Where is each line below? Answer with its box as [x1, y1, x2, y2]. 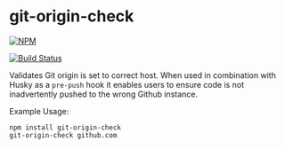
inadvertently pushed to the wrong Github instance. [9, 89, 199, 99]
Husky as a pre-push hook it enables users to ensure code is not [9, 79, 245, 90]
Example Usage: [9, 106, 69, 116]
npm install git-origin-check [9, 122, 122, 132]
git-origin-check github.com [9, 130, 118, 139]
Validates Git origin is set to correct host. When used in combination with [9, 69, 276, 81]
